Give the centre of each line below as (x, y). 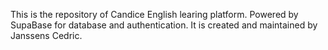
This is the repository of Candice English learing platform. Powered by (154, 14)
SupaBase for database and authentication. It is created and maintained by (164, 25)
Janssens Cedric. (46, 35)
